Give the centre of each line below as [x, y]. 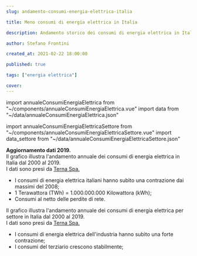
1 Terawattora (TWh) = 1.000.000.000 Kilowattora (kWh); [83, 193]
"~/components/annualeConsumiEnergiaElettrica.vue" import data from [92, 109]
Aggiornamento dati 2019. [39, 150]
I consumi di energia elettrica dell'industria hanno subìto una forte [94, 234]
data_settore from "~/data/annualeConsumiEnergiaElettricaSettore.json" [93, 139]
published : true [26, 65]
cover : [14, 86]
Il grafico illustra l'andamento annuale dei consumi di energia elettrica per [95, 210]
